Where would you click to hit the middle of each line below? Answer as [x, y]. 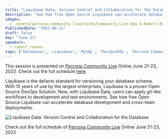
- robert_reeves [26, 47]
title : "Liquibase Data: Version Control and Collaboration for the [78, 10]
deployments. [19, 107]
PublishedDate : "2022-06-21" [35, 28]
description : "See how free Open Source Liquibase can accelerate [76, 14]
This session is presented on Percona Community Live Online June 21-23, [81, 66]
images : [13, 19]
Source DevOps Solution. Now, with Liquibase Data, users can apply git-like [83, 91]
